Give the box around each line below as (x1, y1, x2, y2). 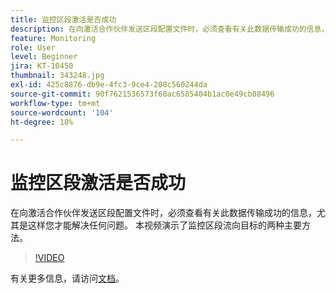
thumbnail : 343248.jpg (10, 71, 105, 81)
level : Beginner (10, 52, 78, 62)
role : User (10, 42, 56, 53)
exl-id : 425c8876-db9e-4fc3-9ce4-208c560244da (10, 80, 208, 90)
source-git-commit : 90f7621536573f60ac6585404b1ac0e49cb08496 (10, 89, 275, 99)
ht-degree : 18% (10, 117, 74, 127)
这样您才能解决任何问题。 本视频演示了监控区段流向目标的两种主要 (27, 219, 302, 231)
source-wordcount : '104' (10, 107, 114, 118)
